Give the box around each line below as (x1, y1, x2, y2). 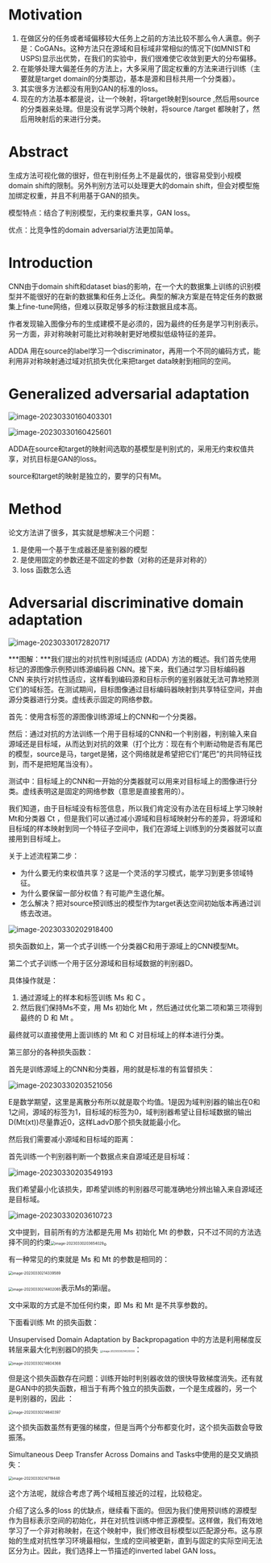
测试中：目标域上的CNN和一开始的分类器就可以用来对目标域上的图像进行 (8, 776, 251, 786)
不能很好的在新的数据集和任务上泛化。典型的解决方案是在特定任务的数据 (22, 291, 263, 301)
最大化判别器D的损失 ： (29, 1344, 143, 1354)
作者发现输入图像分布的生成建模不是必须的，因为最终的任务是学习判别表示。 (8, 319, 263, 328)
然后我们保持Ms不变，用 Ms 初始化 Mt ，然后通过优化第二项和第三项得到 (19, 1002, 263, 1012)
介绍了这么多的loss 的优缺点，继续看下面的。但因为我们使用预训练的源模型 (8, 1505, 257, 1515)
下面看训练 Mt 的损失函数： (8, 1317, 99, 1327)
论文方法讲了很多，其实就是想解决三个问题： (8, 527, 157, 537)
